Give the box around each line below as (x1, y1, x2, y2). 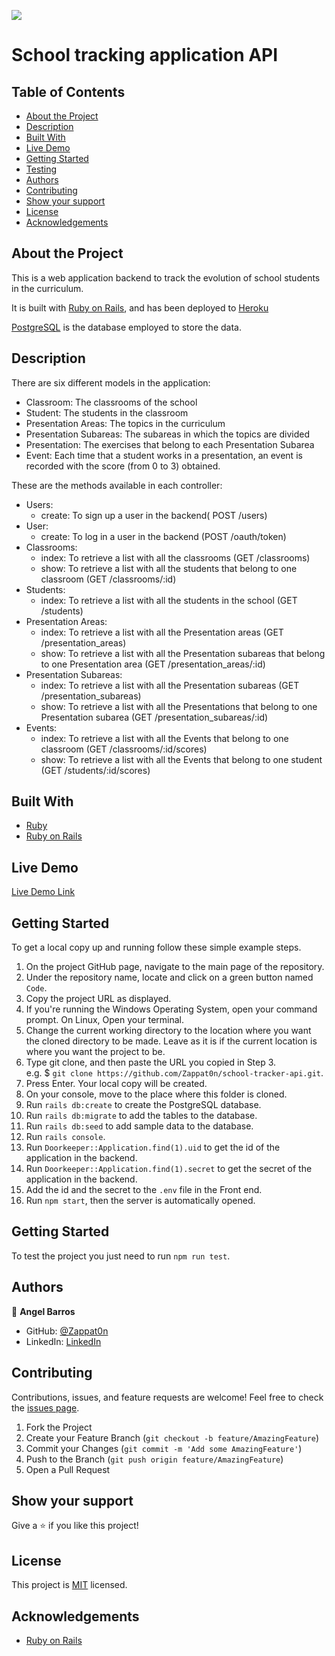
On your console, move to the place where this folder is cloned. (25, 1088, 288, 1100)
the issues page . (11, 1401, 80, 1414)
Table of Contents (11, 83, 126, 100)
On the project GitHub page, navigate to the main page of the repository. (25, 961, 325, 973)
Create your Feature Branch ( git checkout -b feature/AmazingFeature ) (25, 1431, 320, 1444)
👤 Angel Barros (11, 1305, 76, 1317)
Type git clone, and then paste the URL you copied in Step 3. (25, 1056, 277, 1069)
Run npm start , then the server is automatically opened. (25, 1195, 256, 1207)
